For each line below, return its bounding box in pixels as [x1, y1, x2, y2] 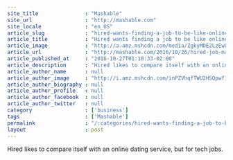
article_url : [7, 49, 89, 56]
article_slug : [7, 29, 89, 37]
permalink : [7, 119, 89, 127]
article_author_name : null [7, 68, 104, 75]
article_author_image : [7, 74, 89, 82]
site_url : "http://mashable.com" [7, 17, 157, 24]
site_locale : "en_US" [7, 23, 113, 30]
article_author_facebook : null [7, 94, 104, 101]
